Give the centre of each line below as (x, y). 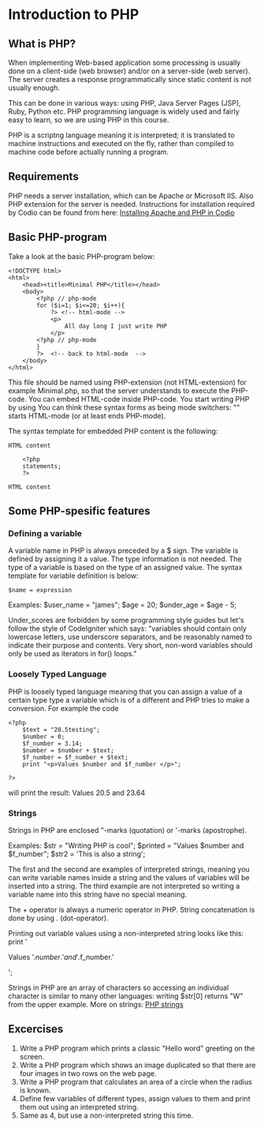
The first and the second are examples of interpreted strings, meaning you (129, 869)
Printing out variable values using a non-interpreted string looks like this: (126, 933)
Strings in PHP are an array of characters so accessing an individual (119, 987)
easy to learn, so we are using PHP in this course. (89, 120)
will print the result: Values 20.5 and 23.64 (77, 793)
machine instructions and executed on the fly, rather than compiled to (121, 143)
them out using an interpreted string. (79, 1107)
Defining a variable (45, 533)
